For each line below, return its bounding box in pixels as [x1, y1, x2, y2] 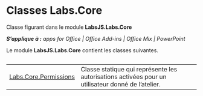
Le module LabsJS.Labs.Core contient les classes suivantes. [6, 46, 159, 54]
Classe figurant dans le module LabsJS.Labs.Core [6, 23, 132, 31]
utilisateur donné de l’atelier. [80, 80, 161, 89]
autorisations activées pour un [80, 73, 167, 81]
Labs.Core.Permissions [9, 73, 76, 81]
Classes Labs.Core [6, 4, 103, 17]
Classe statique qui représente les [80, 65, 177, 74]
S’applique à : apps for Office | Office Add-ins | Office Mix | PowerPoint [6, 35, 185, 42]
